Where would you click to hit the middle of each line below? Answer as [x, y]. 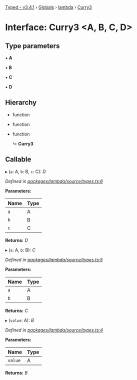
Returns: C [17, 310]
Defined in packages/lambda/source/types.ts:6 [54, 181]
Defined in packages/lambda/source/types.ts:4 [54, 330]
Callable [18, 159]
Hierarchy [21, 103]
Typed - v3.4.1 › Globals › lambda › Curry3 [48, 7]
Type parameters [32, 46]
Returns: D [17, 240]
